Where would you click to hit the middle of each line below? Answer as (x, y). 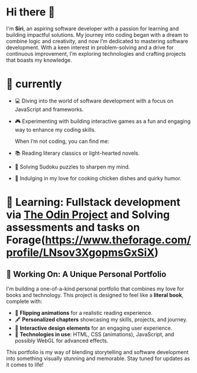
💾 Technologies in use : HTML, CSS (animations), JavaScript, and (94, 334)
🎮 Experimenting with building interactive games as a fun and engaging (103, 121)
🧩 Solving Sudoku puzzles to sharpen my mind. (72, 167)
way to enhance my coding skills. (55, 129)
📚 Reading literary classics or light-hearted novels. (77, 153)
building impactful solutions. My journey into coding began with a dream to (97, 34)
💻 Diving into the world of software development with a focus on (94, 101)
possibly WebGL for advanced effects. (61, 340)
